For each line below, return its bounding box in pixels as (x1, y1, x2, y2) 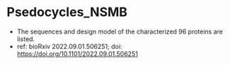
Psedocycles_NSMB (6, 4, 128, 20)
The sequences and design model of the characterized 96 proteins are (16, 27, 224, 36)
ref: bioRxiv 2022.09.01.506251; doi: (16, 42, 122, 50)
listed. (16, 34, 35, 43)
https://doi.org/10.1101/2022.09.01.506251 (16, 50, 139, 58)
